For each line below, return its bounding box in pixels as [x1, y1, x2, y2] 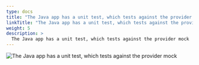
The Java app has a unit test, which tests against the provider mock [11, 36, 190, 42]
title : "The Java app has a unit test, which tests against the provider [6, 14, 192, 20]
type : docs [6, 8, 33, 15]
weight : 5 [6, 25, 31, 31]
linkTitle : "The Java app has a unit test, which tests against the [6, 19, 179, 25]
